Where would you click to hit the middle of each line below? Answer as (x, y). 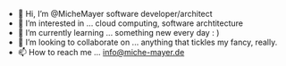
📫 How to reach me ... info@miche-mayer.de (101, 52)
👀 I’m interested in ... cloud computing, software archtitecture (130, 23)
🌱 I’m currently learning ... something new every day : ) (118, 33)
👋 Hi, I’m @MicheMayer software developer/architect (115, 14)
